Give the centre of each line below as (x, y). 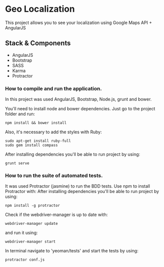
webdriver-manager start (30, 242)
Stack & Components (38, 43)
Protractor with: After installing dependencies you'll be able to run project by (82, 192)
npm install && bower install (36, 123)
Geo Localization (40, 9)
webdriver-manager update (31, 224)
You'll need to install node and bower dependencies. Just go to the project (80, 109)
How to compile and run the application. (53, 88)
